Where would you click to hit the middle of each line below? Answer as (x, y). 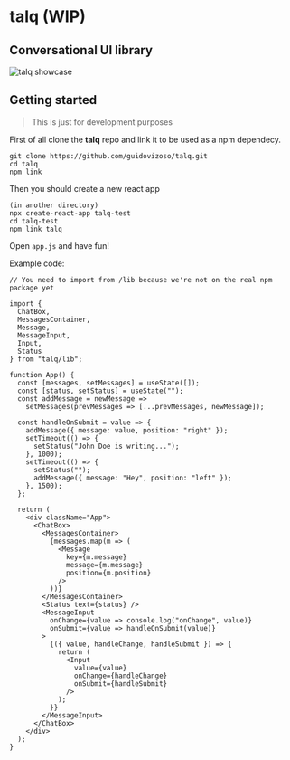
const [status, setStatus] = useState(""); (100, 391)
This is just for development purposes (102, 122)
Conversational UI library (81, 50)
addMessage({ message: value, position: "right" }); (127, 430)
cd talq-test (34, 221)
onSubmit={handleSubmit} (121, 684)
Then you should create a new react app (84, 188)
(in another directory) (54, 205)
